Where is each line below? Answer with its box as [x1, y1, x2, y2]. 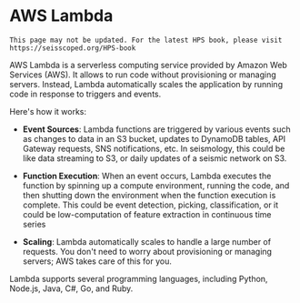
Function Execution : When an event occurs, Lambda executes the [22, 170, 272, 181]
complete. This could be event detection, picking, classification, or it [22, 199, 279, 210]
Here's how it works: [9, 106, 87, 116]
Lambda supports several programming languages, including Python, [9, 273, 268, 284]
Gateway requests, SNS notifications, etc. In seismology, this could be [22, 143, 285, 154]
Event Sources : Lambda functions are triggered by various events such [22, 124, 291, 135]
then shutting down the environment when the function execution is [22, 189, 276, 200]
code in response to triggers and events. [9, 88, 162, 99]
